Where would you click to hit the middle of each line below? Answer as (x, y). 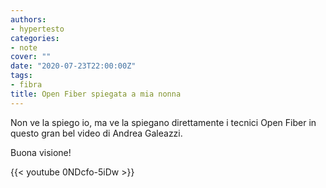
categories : (35, 38)
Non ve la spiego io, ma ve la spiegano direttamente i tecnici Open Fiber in (163, 122)
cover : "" (31, 57)
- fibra (26, 85)
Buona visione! (41, 152)
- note (24, 47)
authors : (28, 19)
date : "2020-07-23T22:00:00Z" (73, 66)
